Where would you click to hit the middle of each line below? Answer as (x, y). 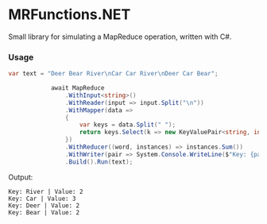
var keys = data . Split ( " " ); (128, 125)
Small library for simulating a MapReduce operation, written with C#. (120, 37)
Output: (21, 177)
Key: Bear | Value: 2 (44, 212)
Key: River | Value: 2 (46, 191)
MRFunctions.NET (70, 15)
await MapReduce (77, 88)
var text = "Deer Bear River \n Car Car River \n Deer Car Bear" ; (113, 74)
